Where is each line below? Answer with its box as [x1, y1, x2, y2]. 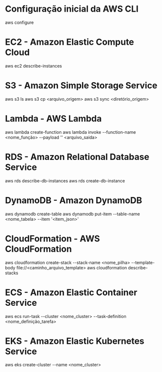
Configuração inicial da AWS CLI [5, 3, 139, 15]
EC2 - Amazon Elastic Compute [5, 36, 134, 48]
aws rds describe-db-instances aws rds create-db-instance [5, 177, 125, 183]
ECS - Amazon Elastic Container [5, 287, 138, 298]
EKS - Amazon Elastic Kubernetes [5, 336, 144, 346]
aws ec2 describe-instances [5, 63, 62, 69]
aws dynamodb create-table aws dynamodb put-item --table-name [5, 211, 140, 217]
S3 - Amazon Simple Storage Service [5, 80, 158, 91]
